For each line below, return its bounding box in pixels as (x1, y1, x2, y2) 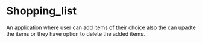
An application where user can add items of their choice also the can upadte (6, 24, 196, 31)
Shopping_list (6, 4, 77, 18)
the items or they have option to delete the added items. (6, 30, 145, 37)
